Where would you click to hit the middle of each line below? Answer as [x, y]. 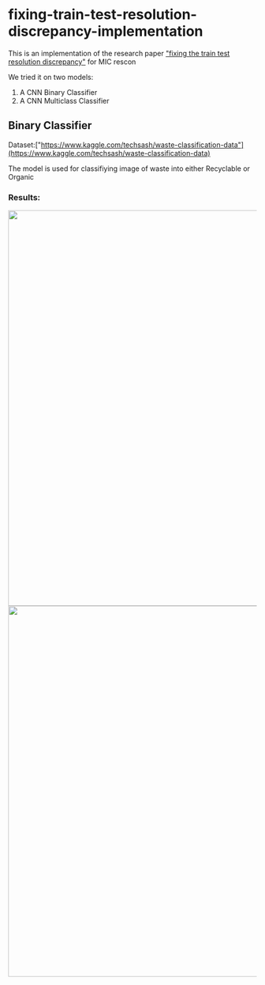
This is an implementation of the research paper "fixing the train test [119, 53]
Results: [24, 197]
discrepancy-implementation [106, 31]
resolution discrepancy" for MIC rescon [72, 62]
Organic [21, 176]
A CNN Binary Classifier [58, 92]
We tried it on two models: [51, 77]
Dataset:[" [25, 145]
